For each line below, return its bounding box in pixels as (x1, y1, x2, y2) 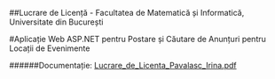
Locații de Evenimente (9, 43, 90, 54)
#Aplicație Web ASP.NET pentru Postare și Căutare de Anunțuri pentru (9, 34, 266, 44)
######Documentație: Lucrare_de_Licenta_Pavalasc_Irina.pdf (9, 61, 237, 70)
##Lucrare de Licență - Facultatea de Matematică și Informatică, (9, 8, 245, 18)
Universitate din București (9, 17, 104, 27)
